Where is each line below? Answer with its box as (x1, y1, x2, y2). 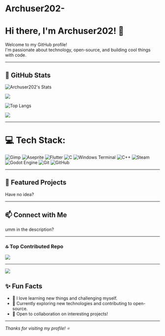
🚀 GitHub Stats (5, 71, 51, 79)
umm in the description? (5, 226, 54, 232)
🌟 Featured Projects (5, 178, 67, 187)
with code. (5, 52, 27, 58)
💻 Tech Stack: (5, 135, 66, 146)
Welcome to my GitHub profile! (5, 42, 67, 48)
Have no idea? (5, 191, 34, 197)
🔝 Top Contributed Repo (5, 243, 64, 250)
